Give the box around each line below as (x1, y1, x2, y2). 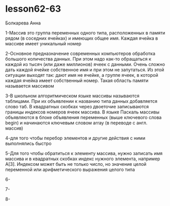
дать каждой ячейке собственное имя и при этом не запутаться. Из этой (5, 67, 164, 73)
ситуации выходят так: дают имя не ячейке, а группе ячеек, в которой (5, 72, 158, 78)
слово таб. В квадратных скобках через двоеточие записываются (5, 103, 149, 109)
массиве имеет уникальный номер (5, 40, 82, 46)
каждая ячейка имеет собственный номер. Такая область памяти (5, 77, 149, 83)
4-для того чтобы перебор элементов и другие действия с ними (5, 135, 146, 141)
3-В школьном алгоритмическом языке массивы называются (5, 93, 140, 99)
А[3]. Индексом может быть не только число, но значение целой (5, 161, 147, 167)
